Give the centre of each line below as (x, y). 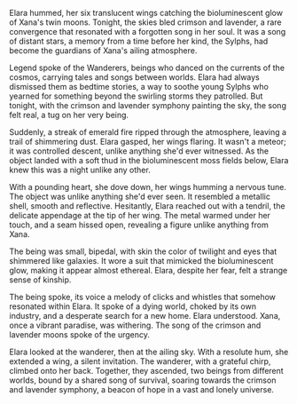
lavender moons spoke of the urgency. (80, 335)
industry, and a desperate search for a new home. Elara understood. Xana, (145, 316)
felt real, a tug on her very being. (69, 115)
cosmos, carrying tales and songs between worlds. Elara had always (134, 77)
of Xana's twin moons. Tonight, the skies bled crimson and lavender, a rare (145, 22)
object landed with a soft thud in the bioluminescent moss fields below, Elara (149, 160)
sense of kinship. (40, 280)
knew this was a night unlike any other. (80, 170)
